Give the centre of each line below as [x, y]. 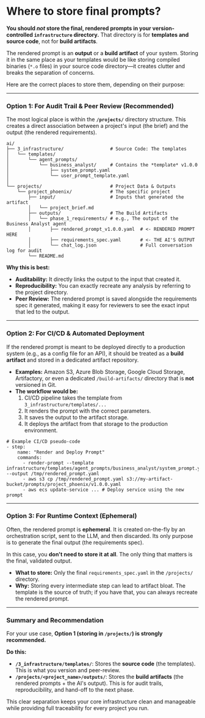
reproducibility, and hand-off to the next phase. [74, 690]
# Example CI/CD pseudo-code [43, 441]
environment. [41, 430]
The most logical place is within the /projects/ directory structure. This [96, 119]
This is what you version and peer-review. [68, 670]
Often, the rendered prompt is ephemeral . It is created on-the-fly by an [96, 529]
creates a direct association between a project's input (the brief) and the [97, 126]
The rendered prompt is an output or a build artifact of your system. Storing [102, 53]
